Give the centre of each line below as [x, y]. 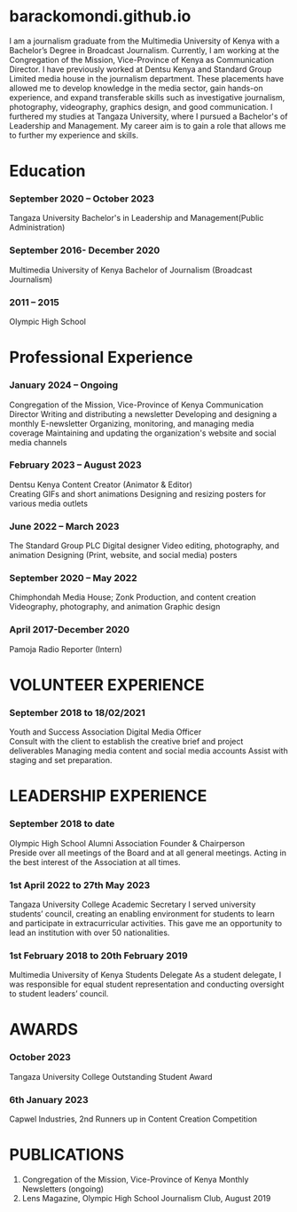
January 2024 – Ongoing [64, 385]
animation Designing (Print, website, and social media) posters [123, 555]
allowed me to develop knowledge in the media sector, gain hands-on [136, 88]
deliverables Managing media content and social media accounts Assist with [148, 751]
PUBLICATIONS [67, 1155]
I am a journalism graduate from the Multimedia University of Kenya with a [145, 41]
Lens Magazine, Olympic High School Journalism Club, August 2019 [146, 1198]
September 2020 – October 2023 [82, 199]
